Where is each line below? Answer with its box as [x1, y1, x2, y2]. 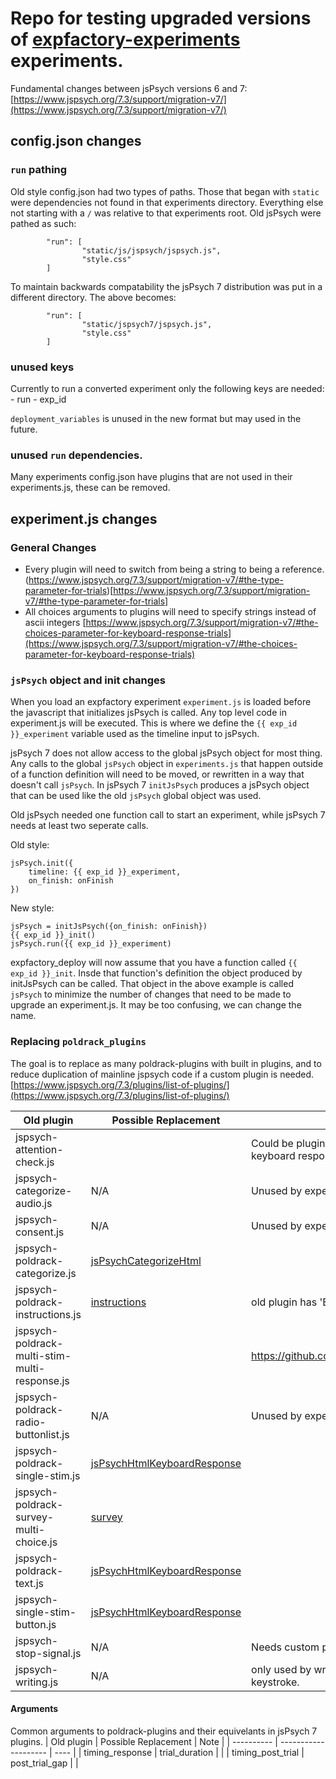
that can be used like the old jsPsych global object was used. [10, 790, 262, 802]
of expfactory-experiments [10, 28, 241, 51]
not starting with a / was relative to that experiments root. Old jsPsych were [10, 207, 322, 219]
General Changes [10, 540, 97, 554]
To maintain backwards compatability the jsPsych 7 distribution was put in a [10, 280, 323, 292]
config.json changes [10, 133, 142, 150]
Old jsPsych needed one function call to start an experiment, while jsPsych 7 [10, 809, 326, 821]
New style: [10, 902, 55, 914]
